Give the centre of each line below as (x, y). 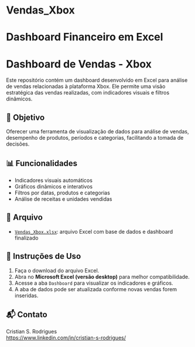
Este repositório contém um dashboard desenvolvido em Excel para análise (97, 80)
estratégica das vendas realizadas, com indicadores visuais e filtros (88, 93)
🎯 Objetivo (25, 117)
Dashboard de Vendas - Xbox (79, 64)
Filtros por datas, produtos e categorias (62, 193)
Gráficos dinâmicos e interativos (53, 186)
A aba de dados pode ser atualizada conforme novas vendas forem (96, 289)
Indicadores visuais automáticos (53, 180)
